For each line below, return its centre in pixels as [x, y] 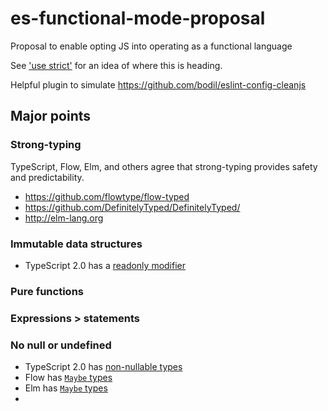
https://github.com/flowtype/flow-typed [107, 196]
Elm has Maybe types [66, 388]
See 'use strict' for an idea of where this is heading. [116, 65]
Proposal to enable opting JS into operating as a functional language [151, 46]
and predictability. [47, 177]
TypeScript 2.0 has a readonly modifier [105, 265]
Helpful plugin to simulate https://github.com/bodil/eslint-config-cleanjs [158, 84]
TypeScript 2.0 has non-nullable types [103, 367]
